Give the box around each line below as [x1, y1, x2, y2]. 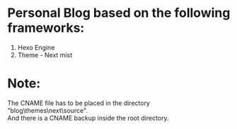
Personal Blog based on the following [7, 5, 231, 21]
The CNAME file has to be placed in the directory [7, 99, 151, 107]
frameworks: [7, 20, 85, 36]
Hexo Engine [17, 43, 55, 51]
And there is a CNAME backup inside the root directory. [7, 113, 169, 122]
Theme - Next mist [17, 51, 73, 59]
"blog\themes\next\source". [7, 106, 88, 114]
